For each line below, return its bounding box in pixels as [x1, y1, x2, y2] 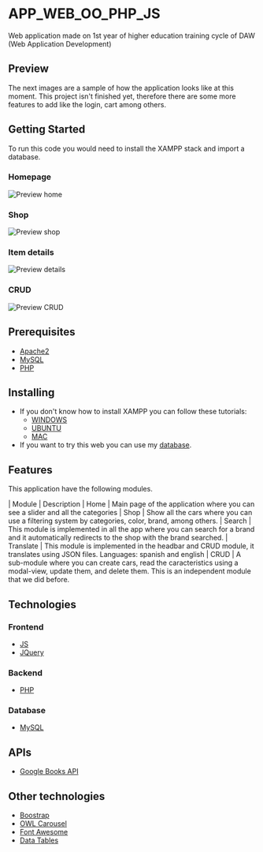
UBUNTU [31, 424, 61, 433]
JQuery [19, 648, 45, 657]
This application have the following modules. [8, 484, 154, 494]
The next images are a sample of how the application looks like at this [8, 83, 235, 92]
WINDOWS [31, 415, 68, 424]
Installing [8, 386, 55, 399]
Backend [8, 667, 43, 678]
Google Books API [19, 767, 79, 776]
